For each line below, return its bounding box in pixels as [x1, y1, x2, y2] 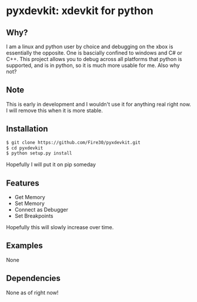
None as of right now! [6, 289, 59, 296]
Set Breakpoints [14, 213, 54, 220]
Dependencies [6, 273, 61, 283]
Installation [6, 124, 48, 134]
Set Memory [14, 200, 45, 207]
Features [6, 178, 39, 188]
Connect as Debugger [14, 206, 69, 213]
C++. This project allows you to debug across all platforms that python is [6, 56, 182, 62]
